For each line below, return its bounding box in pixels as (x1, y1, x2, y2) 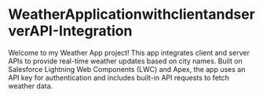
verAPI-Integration (8, 22, 133, 40)
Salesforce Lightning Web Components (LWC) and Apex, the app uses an (8, 64, 246, 74)
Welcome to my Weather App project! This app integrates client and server (8, 48, 250, 57)
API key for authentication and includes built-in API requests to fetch (8, 73, 230, 82)
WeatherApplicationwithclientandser (8, 5, 255, 23)
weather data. (8, 81, 53, 91)
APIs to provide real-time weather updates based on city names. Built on (8, 56, 243, 66)
